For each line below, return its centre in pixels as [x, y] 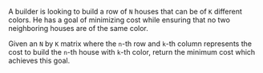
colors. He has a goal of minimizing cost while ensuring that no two [119, 20]
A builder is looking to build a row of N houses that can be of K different [125, 12]
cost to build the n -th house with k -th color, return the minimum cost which [132, 52]
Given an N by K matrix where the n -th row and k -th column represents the [130, 44]
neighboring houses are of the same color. [78, 28]
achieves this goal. [39, 60]
